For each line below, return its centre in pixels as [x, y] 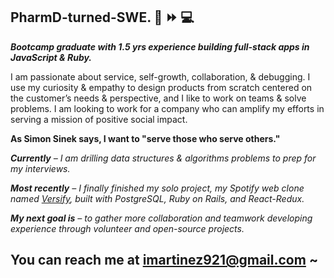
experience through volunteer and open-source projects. [127, 228]
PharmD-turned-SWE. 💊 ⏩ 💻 [102, 17]
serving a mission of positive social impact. [99, 119]
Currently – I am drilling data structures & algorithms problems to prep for [163, 158]
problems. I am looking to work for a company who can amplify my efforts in [167, 108]
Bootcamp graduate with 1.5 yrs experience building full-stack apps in [160, 46]
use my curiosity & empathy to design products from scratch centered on [161, 87]
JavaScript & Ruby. [51, 57]
